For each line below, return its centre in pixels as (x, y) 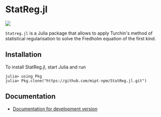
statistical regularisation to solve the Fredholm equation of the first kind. (81, 38)
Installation (23, 55)
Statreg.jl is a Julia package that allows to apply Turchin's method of (79, 33)
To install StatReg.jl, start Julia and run (46, 67)
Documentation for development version (55, 109)
